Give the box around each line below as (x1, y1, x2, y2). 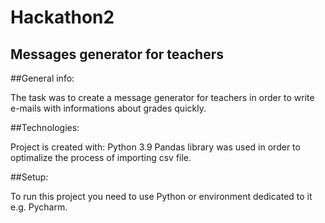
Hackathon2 (10, 6, 115, 29)
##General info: (10, 72, 75, 84)
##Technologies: (10, 122, 80, 133)
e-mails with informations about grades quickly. (10, 102, 207, 114)
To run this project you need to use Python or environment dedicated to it (10, 191, 313, 202)
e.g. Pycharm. (10, 201, 68, 213)
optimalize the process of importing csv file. (10, 152, 192, 163)
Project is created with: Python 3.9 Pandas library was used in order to (10, 141, 301, 153)
